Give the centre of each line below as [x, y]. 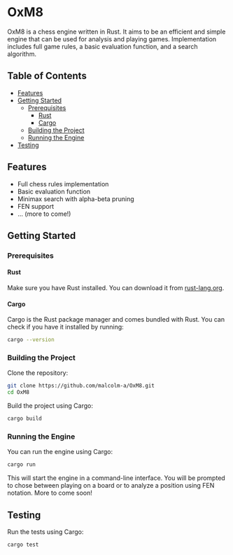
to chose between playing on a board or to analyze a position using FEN [111, 486]
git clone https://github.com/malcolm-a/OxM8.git [81, 386]
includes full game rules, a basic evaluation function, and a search [103, 46]
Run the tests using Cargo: [45, 532]
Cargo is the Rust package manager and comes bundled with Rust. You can [116, 320]
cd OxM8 [19, 392]
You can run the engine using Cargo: [60, 452]
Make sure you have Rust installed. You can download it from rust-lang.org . [116, 288]
